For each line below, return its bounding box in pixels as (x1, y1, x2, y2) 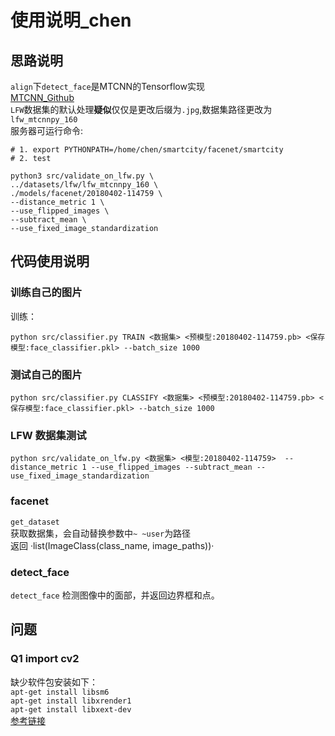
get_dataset (10, 517, 60, 527)
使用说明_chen (10, 9, 132, 32)
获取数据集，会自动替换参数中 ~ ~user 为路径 (10, 527, 192, 539)
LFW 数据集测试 (10, 428, 87, 442)
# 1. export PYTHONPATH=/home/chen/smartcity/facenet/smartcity (10, 145, 284, 155)
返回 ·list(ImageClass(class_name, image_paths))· (10, 539, 215, 551)
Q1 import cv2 (10, 652, 80, 666)
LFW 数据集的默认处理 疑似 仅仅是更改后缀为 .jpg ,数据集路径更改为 (10, 104, 273, 115)
